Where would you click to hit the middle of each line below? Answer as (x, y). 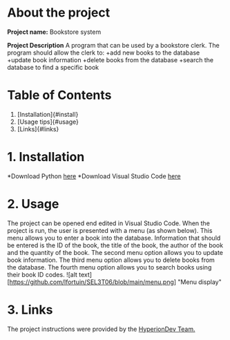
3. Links (30, 310)
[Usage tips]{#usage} (48, 122)
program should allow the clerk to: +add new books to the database (104, 53)
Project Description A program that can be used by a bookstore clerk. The (113, 45)
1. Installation (46, 157)
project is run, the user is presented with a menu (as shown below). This (110, 230)
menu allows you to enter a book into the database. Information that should (114, 238)
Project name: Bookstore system (54, 32)
